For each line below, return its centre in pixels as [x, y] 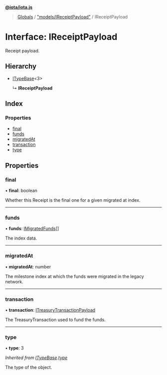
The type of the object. [29, 368]
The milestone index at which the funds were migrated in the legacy [75, 276]
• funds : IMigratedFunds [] [32, 229]
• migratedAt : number [28, 266]
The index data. [21, 238]
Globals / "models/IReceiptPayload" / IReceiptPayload [73, 17]
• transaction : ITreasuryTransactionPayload [50, 310]
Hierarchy [21, 66]
